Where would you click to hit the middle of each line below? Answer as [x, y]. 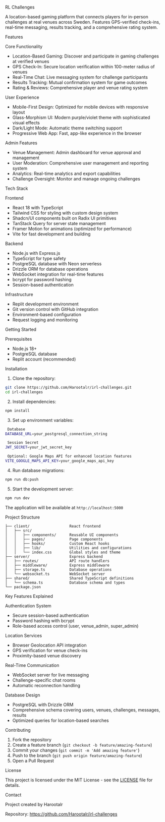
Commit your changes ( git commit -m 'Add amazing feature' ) [76, 750]
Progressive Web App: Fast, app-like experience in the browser [77, 133]
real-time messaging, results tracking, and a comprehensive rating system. [82, 27]
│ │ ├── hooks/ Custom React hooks [57, 543]
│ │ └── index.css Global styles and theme [63, 552]
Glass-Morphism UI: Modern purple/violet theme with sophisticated [81, 117]
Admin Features [21, 143]
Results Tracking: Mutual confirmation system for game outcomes [80, 82]
